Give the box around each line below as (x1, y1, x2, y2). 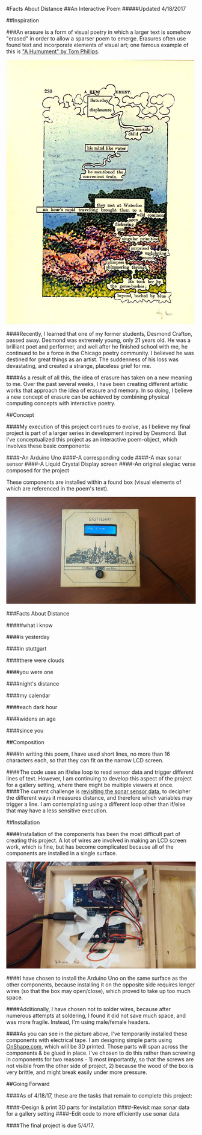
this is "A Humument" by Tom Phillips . (6, 48, 100, 55)
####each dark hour (6, 703, 58, 710)
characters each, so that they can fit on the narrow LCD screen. (6, 756, 164, 764)
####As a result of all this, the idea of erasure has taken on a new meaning (6, 374, 192, 381)
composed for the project (6, 467, 70, 474)
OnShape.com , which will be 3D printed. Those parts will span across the (6, 1043, 188, 1050)
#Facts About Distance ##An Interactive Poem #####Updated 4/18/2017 (6, 5, 186, 12)
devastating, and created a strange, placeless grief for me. (6, 362, 151, 369)
